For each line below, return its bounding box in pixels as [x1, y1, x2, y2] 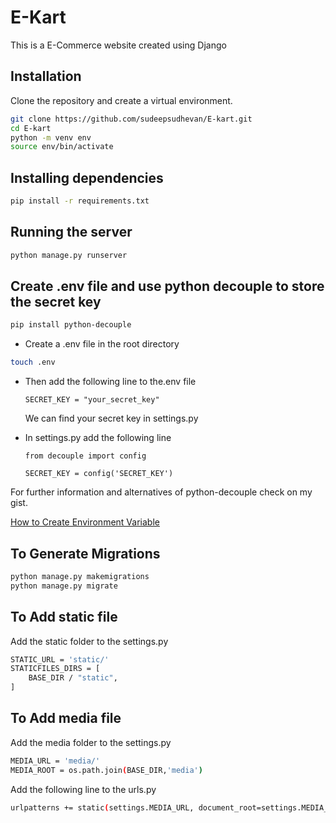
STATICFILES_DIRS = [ [10, 664, 101, 674]
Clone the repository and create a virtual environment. [10, 94, 233, 106]
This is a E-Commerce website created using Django [10, 39, 227, 51]
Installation [10, 68, 82, 85]
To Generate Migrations [10, 545, 161, 562]
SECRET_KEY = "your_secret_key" [24, 395, 160, 405]
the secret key [10, 294, 102, 311]
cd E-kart [10, 123, 52, 133]
